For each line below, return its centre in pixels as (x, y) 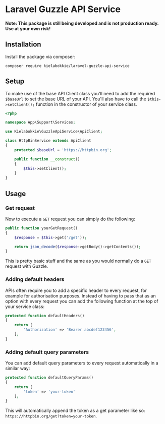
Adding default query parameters (47, 352)
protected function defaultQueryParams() (49, 378)
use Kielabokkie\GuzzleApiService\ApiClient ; (54, 132)
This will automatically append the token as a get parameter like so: (75, 411)
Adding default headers (35, 279)
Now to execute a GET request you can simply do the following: (70, 219)
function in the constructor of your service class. (87, 104)
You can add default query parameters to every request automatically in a (82, 363)
